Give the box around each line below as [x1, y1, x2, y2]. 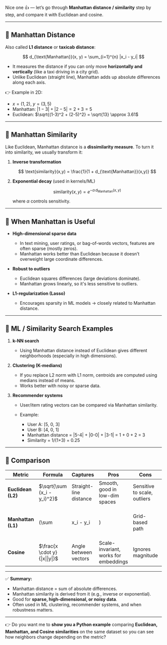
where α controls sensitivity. [12, 198, 71, 204]
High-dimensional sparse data [12, 230, 77, 236]
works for [98, 552, 121, 559]
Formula [43, 471, 63, 478]
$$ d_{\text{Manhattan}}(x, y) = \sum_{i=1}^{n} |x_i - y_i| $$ [22, 53, 145, 59]
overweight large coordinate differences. [19, 256, 103, 262]
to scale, [133, 489, 153, 496]
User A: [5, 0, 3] [27, 421, 60, 427]
